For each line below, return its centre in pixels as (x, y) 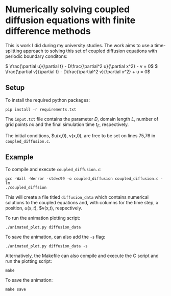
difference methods (48, 31)
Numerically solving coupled (68, 9)
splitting (14, 51)
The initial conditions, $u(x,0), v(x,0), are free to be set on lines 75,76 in (80, 135)
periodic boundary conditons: (36, 56)
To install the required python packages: (48, 100)
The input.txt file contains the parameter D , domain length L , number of (82, 119)
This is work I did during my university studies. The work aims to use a (79, 45)
